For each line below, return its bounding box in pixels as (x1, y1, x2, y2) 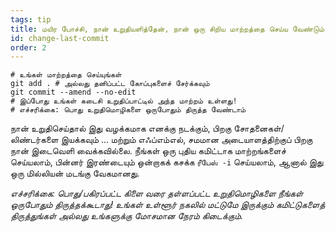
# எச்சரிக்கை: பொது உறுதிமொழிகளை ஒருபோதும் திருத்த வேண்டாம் (10, 105, 247, 115)
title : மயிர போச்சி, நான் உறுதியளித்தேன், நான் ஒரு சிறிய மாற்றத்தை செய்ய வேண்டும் (10, 24, 325, 34)
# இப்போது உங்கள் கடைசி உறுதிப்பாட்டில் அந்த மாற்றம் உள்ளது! (10, 96, 238, 106)
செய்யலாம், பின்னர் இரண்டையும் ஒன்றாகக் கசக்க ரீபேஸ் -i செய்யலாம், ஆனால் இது (10, 156, 324, 168)
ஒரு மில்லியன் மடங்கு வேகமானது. (10, 167, 140, 180)
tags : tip (10, 14, 52, 25)
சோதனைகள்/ (233, 122, 285, 135)
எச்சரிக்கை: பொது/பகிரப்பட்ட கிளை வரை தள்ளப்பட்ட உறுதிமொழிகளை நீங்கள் (10, 187, 303, 200)
